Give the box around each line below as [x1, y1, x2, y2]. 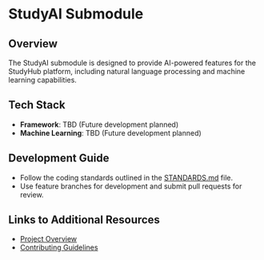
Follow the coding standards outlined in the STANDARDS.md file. [19, 173, 234, 182]
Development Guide [8, 152, 110, 165]
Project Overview [19, 234, 78, 244]
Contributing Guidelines [19, 242, 98, 253]
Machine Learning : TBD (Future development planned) [19, 128, 202, 137]
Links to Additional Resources [8, 213, 160, 227]
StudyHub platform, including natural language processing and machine [8, 67, 246, 76]
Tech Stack [8, 98, 66, 112]
